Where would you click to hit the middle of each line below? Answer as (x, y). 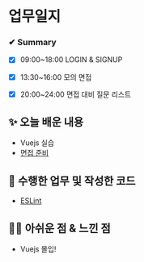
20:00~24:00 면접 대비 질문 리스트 (76, 94)
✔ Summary (32, 43)
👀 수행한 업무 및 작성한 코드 (72, 181)
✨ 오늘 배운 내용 (46, 122)
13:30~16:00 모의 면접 (56, 77)
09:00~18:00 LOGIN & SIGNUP (71, 60)
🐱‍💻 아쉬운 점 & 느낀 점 (59, 228)
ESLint (31, 201)
